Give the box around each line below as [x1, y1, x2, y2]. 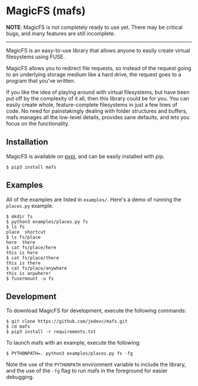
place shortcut [6, 229, 46, 235]
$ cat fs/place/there [6, 255, 60, 261]
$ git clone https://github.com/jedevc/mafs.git [6, 319, 128, 325]
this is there [6, 260, 41, 266]
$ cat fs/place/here [6, 244, 57, 250]
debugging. [6, 374, 34, 381]
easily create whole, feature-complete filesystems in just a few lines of [6, 101, 178, 108]
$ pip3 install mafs [6, 164, 57, 170]
